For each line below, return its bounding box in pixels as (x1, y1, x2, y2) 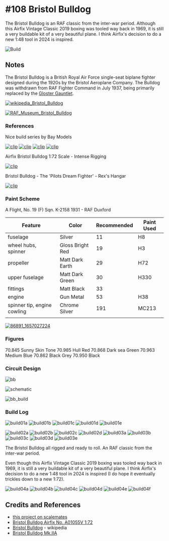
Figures (5, 336, 24, 343)
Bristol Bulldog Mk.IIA (12, 530, 57, 536)
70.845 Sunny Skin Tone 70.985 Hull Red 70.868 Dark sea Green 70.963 (5, 347, 155, 353)
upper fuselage (8, 274, 44, 281)
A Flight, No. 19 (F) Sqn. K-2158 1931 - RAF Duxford (5, 207, 111, 213)
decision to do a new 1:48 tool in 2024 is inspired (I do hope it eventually (5, 471, 155, 477)
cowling (8, 308, 27, 315)
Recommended (96, 222, 133, 229)
